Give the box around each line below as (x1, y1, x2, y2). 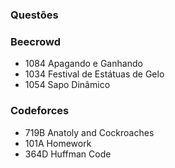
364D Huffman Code (24, 148, 112, 160)
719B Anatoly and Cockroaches (24, 126, 155, 138)
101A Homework (24, 137, 92, 149)
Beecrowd (10, 34, 62, 48)
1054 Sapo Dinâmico (24, 79, 111, 91)
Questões (10, 8, 59, 22)
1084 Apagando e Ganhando (24, 58, 143, 70)
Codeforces (10, 104, 70, 118)
